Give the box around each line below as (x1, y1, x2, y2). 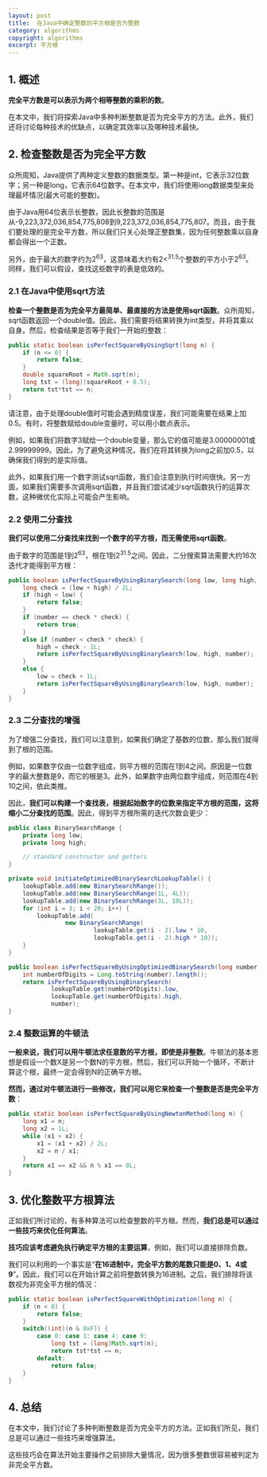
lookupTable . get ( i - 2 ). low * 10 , (93, 927, 208, 935)
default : (37, 1354, 66, 1362)
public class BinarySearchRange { (8, 824, 123, 832)
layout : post (8, 11, 52, 20)
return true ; (37, 620, 80, 628)
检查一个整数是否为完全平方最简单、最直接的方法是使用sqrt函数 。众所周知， (8, 305, 259, 315)
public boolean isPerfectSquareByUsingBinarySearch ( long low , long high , (8, 576, 258, 585)
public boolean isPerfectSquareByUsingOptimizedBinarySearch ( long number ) (8, 963, 261, 971)
